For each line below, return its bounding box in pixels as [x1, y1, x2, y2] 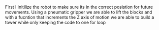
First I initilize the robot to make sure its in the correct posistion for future [5, 4, 153, 10]
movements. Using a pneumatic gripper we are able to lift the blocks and [5, 9, 153, 15]
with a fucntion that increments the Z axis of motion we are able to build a [5, 15, 154, 20]
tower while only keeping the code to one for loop [5, 19, 106, 25]
